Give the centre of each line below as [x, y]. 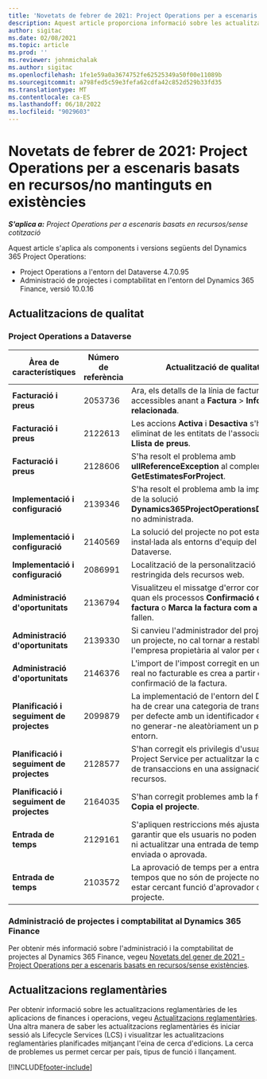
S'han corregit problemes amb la [192, 796]
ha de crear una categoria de [185, 706]
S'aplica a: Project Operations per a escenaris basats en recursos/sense [128, 224]
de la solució [155, 498]
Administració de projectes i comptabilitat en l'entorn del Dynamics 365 [137, 280]
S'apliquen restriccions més [183, 824]
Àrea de [44, 362]
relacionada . [155, 410]
